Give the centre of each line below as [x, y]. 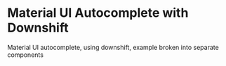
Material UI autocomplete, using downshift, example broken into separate [113, 47]
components [26, 55]
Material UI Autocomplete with [98, 13]
